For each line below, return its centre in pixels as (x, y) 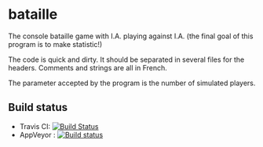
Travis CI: (35, 126)
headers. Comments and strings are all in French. (88, 67)
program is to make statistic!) (55, 44)
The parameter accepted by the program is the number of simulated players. (132, 83)
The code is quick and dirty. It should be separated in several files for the (126, 59)
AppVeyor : (37, 134)
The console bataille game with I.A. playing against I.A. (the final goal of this (131, 36)
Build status (38, 108)
